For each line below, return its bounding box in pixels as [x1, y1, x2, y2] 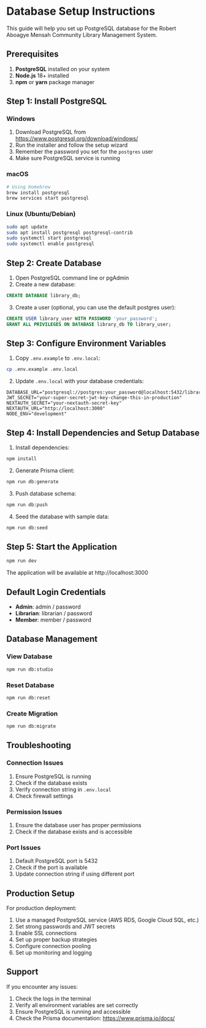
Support [6, 967, 39, 977]
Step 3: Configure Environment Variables [6, 338, 167, 348]
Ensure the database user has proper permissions [15, 821, 142, 828]
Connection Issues [6, 758, 64, 767]
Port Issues [6, 843, 41, 852]
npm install [6, 456, 37, 462]
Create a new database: [15, 281, 76, 288]
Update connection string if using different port [15, 870, 135, 878]
